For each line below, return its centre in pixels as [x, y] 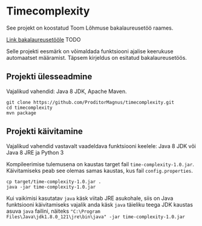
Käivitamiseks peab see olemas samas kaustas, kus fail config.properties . [100, 170]
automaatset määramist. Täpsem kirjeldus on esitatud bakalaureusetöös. [97, 57]
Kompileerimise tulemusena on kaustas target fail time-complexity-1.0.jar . [100, 164]
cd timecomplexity [29, 108]
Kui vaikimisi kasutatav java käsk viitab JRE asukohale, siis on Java [90, 198]
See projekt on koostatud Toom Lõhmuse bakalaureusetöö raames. [90, 28]
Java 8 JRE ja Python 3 [35, 152]
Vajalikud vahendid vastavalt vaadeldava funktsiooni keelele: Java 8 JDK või [101, 146]
